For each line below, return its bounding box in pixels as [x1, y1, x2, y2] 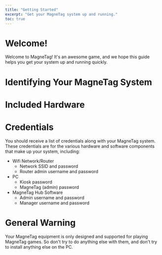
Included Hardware [5, 99, 85, 110]
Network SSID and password [19, 163, 78, 169]
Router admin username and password [19, 168, 98, 174]
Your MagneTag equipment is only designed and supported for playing [5, 233, 148, 239]
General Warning [5, 217, 76, 228]
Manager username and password [19, 200, 90, 206]
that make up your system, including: [5, 148, 80, 154]
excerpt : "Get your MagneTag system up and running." [5, 12, 118, 17]
